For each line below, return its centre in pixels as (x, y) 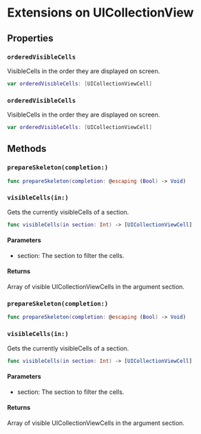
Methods (27, 149)
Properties (30, 38)
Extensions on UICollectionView (100, 13)
